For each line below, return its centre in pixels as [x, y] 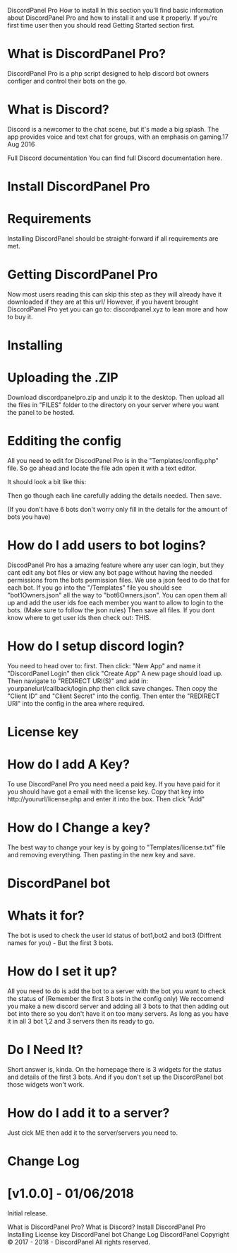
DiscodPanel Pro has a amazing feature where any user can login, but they [116, 565]
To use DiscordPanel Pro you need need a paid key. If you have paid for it [114, 784]
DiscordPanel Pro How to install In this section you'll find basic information [115, 10]
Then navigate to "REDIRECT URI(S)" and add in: [78, 681]
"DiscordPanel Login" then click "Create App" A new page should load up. [115, 673]
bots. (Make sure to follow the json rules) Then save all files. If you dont [111, 610]
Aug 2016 [21, 144]
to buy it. [20, 316]
